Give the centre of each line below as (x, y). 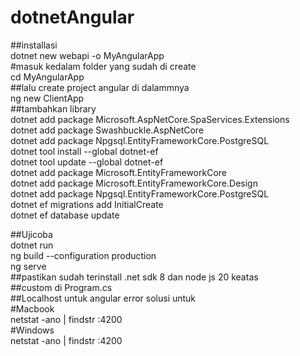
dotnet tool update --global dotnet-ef (87, 162)
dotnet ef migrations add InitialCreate (87, 204)
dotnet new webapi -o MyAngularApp (87, 55)
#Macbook (32, 308)
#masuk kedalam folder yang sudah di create (103, 66)
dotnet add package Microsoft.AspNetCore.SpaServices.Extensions (150, 119)
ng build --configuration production (83, 255)
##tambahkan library (53, 108)
